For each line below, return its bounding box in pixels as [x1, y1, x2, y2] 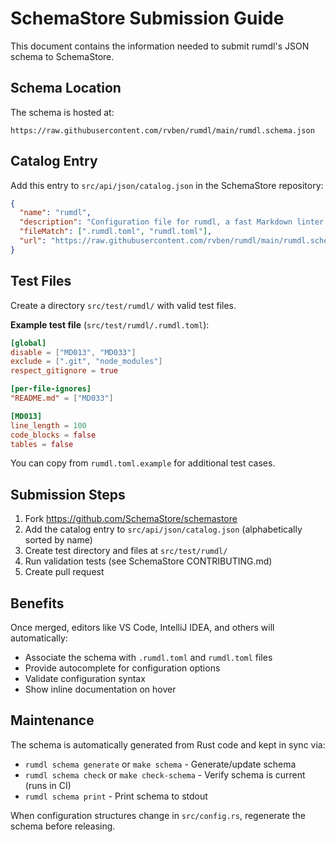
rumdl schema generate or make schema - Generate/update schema [24, 758, 297, 770]
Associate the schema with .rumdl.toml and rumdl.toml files [24, 652, 273, 663]
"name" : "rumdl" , [19, 208, 92, 218]
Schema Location [10, 80, 122, 97]
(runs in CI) [24, 779, 72, 791]
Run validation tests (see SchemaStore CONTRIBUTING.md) [24, 555, 273, 567]
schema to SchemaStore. [10, 50, 115, 62]
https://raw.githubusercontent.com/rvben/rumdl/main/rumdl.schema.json [10, 125, 315, 136]
